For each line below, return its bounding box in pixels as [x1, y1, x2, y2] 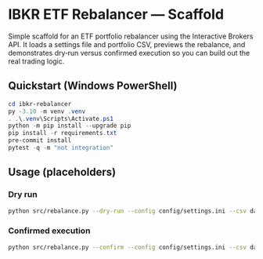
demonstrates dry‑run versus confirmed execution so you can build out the [8, 48, 250, 57]
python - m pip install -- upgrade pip [8, 122, 131, 130]
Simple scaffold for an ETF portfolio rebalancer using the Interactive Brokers [8, 31, 254, 41]
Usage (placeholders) [8, 166, 116, 179]
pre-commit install [8, 137, 72, 144]
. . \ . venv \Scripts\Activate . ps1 [8, 115, 113, 122]
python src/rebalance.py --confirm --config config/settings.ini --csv [8, 243, 247, 251]
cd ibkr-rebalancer [8, 100, 72, 108]
